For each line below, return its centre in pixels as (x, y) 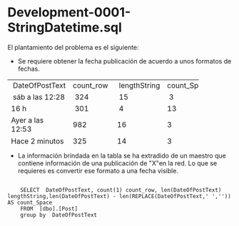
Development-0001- (69, 12)
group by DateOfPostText (59, 215)
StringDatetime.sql (65, 27)
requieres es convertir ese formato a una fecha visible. (98, 170)
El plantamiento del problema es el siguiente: (73, 47)
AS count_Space (30, 202)
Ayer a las (27, 120)
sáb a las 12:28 (39, 97)
